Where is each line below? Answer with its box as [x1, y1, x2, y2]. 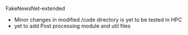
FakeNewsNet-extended [5, 5, 66, 12]
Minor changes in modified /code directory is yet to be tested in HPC [14, 16, 182, 23]
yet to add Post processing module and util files [14, 23, 131, 29]
